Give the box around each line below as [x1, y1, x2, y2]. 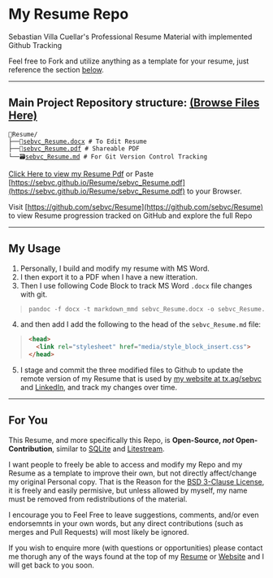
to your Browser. [186, 186, 242, 196]
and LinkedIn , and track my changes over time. [19, 383, 177, 393]
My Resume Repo [8, 5, 129, 24]
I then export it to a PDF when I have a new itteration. [19, 272, 198, 281]
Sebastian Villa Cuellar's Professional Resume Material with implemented [8, 32, 253, 41]
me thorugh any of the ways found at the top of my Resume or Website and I [8, 551, 264, 561]
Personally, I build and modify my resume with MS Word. [19, 263, 210, 273]
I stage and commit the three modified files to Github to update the [19, 365, 244, 375]
